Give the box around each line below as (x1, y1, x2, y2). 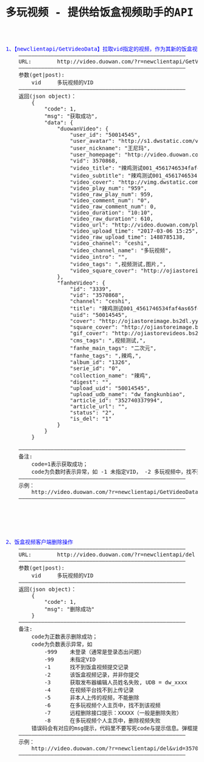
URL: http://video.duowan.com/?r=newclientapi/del (18, 551, 195, 558)
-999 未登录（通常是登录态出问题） (44, 648, 145, 655)
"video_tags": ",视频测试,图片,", (69, 261, 167, 267)
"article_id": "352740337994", (69, 397, 164, 404)
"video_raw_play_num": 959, (69, 191, 153, 198)
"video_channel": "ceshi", (69, 239, 150, 247)
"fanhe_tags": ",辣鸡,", (69, 352, 142, 359)
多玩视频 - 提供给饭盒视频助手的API (5, 6, 194, 20)
